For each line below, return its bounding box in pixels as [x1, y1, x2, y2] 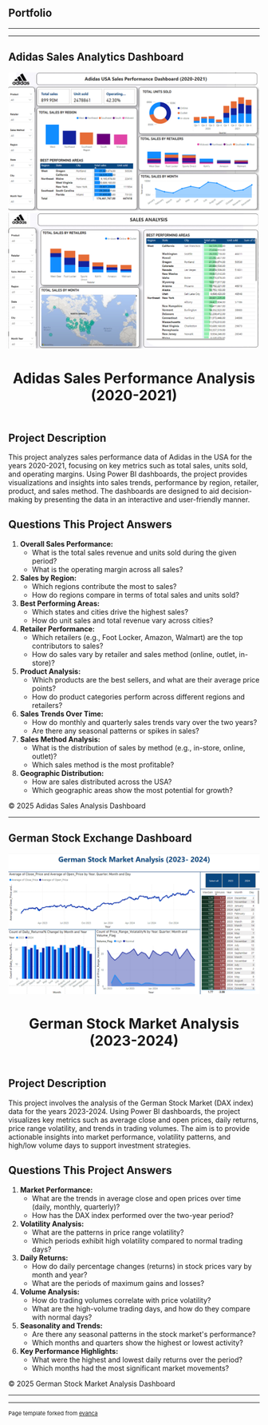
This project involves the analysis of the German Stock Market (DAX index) [8, 1098, 254, 1108]
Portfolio [8, 6, 53, 20]
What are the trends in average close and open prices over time [31, 1193, 242, 1203]
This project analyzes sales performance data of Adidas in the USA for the [8, 452, 253, 462]
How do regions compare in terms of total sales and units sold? [31, 590, 239, 599]
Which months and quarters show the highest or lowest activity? [31, 1338, 243, 1347]
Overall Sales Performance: [19, 539, 113, 548]
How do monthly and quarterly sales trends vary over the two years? [31, 717, 258, 726]
